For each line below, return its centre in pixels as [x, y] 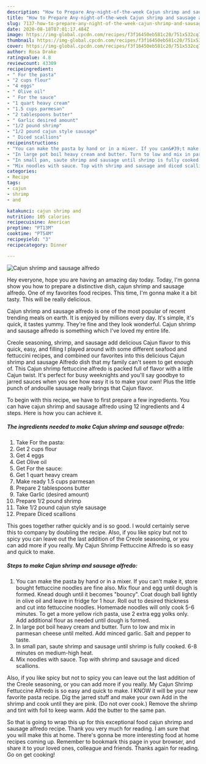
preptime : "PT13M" [30, 228]
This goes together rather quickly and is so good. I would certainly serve [98, 526]
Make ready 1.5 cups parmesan [55, 481]
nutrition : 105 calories [39, 217]
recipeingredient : [30, 69]
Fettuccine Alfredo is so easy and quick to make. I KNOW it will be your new [102, 691]
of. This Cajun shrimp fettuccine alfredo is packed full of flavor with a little [100, 369]
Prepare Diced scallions [46, 514]
